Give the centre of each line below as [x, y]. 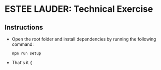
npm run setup [26, 53]
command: [23, 44]
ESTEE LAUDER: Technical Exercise [79, 9]
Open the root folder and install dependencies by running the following [84, 39]
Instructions [24, 27]
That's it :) [22, 62]
